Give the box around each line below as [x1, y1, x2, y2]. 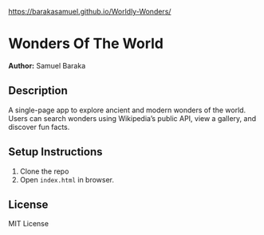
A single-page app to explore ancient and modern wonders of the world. [8, 105, 246, 115]
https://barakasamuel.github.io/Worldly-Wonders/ [8, 7, 171, 16]
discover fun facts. [8, 122, 70, 131]
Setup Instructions [8, 145, 103, 159]
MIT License [8, 219, 49, 229]
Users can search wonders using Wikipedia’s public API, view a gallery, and [8, 113, 257, 123]
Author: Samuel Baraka [8, 61, 86, 70]
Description [8, 84, 68, 98]
